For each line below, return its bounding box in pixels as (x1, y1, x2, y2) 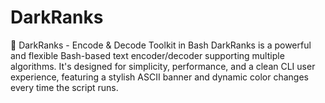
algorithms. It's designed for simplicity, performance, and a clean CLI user (10, 60, 316, 72)
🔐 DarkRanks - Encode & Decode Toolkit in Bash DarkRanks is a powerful (10, 39, 312, 51)
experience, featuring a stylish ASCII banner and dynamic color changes (10, 71, 309, 83)
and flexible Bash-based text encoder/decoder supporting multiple (10, 49, 285, 61)
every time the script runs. (10, 81, 119, 93)
